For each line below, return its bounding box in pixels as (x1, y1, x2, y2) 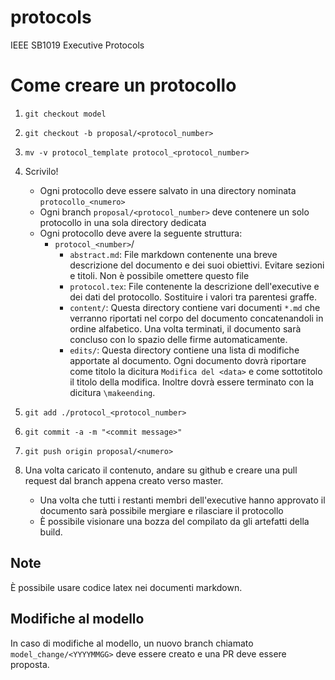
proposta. (10, 658, 50, 670)
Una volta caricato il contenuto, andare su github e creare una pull (24, 464, 298, 476)
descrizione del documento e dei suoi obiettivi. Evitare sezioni (69, 259, 325, 271)
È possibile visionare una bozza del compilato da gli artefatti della (39, 515, 310, 527)
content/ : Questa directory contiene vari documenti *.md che (69, 301, 321, 313)
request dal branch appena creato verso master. (24, 474, 224, 486)
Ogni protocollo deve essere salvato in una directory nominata (39, 184, 297, 196)
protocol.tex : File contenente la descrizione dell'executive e (69, 280, 320, 292)
